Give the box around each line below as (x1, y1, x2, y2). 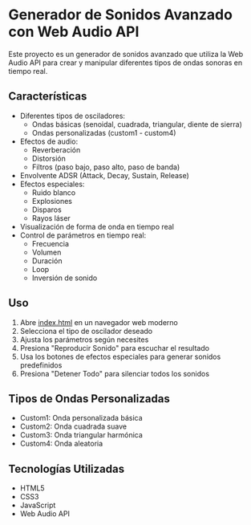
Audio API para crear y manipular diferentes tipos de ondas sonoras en (8, 58, 243, 67)
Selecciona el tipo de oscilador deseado (19, 326, 153, 336)
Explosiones (31, 196, 73, 206)
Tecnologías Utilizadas (8, 462, 125, 475)
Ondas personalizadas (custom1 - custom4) (31, 128, 176, 137)
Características (8, 90, 87, 104)
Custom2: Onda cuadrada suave (19, 421, 127, 431)
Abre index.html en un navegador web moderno (19, 317, 178, 327)
